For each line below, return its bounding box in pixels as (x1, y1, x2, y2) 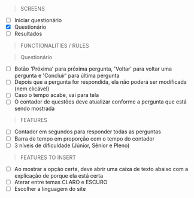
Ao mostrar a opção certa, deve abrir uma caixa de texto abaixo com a (14, 165, 189, 172)
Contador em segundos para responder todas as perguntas (14, 128, 161, 135)
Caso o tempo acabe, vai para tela (14, 92, 99, 99)
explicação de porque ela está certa (14, 172, 104, 179)
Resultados (14, 30, 43, 38)
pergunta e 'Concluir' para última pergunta (14, 72, 120, 80)
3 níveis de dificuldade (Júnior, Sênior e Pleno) (14, 142, 130, 149)
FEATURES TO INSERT (20, 154, 76, 161)
